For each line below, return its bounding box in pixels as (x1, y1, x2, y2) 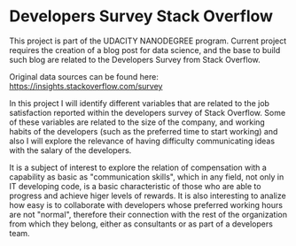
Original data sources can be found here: (9, 71, 160, 81)
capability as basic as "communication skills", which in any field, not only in (9, 171, 284, 182)
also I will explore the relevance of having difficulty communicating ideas (9, 135, 276, 146)
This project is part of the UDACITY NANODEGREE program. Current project (9, 35, 287, 46)
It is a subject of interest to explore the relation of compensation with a (9, 162, 268, 173)
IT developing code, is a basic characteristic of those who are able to (9, 181, 261, 191)
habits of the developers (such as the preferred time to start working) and (9, 126, 278, 136)
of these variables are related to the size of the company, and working (9, 117, 266, 127)
